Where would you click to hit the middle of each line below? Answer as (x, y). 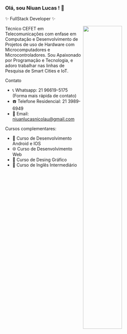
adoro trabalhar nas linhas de (35, 66)
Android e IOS (26, 144)
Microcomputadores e (28, 50)
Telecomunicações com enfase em (41, 34)
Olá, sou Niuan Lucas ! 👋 (35, 8)
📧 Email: (21, 114)
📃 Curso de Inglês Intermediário (45, 165)
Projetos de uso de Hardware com (40, 45)
